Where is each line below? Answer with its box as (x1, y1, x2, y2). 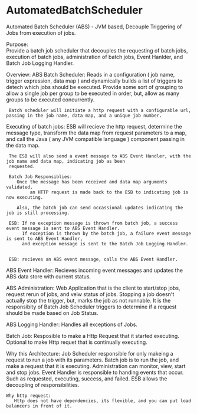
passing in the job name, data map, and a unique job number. (6, 113, 162, 119)
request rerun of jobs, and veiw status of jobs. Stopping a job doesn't (6, 290, 175, 298)
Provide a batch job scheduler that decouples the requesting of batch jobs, (6, 47, 188, 54)
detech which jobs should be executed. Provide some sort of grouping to (6, 83, 183, 90)
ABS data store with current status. (6, 272, 91, 280)
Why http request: (6, 393, 51, 399)
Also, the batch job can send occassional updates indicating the (17, 205, 183, 211)
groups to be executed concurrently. (6, 96, 95, 103)
